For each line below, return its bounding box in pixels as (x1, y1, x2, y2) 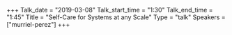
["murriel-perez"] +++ (6, 21, 70, 28)
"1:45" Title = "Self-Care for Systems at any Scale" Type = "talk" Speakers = (6, 13, 226, 21)
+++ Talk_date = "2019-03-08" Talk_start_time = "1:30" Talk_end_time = (6, 6, 213, 14)
